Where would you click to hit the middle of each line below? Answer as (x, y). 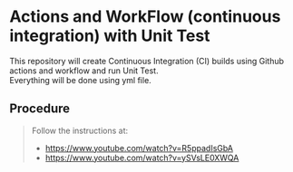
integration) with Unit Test (110, 36)
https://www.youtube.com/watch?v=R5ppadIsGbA (139, 148)
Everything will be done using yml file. (80, 80)
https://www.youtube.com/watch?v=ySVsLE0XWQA (142, 158)
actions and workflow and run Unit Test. (84, 71)
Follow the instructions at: (80, 130)
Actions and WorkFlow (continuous (145, 17)
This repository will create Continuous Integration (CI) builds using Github (146, 61)
